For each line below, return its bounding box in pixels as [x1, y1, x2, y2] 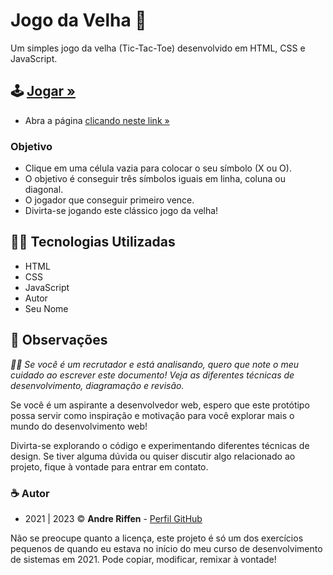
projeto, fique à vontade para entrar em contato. [10, 460, 209, 473]
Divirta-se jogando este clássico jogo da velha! [24, 205, 219, 217]
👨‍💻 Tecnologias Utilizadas [10, 234, 176, 251]
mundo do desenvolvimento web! [10, 420, 148, 432]
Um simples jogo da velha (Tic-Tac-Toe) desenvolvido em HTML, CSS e [10, 42, 306, 54]
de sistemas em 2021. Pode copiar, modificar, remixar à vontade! [10, 553, 277, 565]
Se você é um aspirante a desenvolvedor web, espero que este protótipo [10, 399, 310, 411]
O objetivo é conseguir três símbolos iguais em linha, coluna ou [24, 173, 287, 185]
